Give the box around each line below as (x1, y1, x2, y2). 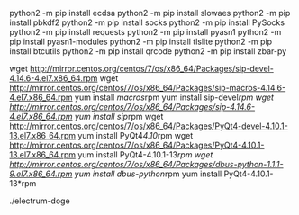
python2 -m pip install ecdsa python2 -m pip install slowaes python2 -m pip (9, 8, 291, 18)
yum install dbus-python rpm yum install (74, 168, 222, 179)
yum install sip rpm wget (74, 112, 164, 121)
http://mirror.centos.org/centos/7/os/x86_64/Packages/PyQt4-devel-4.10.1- (9, 121, 288, 131)
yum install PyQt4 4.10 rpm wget (77, 130, 194, 140)
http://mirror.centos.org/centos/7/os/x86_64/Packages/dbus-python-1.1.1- (9, 159, 284, 169)
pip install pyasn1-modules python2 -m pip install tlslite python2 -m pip (9, 36, 273, 47)
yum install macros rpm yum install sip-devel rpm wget (75, 92, 275, 103)
